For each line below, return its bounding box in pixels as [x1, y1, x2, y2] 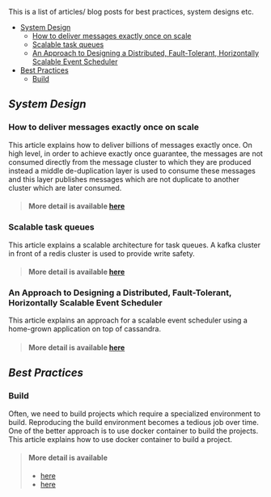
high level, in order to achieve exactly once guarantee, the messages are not [8, 149, 263, 158]
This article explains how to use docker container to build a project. [8, 434, 233, 444]
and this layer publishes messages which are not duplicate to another [8, 174, 240, 184]
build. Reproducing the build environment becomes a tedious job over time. [8, 417, 259, 427]
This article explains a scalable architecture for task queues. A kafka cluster [8, 240, 261, 250]
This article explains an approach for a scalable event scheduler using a [8, 315, 248, 326]
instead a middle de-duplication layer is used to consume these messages [8, 166, 256, 175]
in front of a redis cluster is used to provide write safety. [8, 248, 196, 258]
